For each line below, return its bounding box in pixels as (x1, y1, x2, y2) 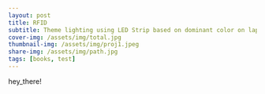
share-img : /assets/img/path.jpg (8, 48, 118, 56)
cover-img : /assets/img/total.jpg (8, 33, 122, 42)
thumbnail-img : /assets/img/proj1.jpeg (8, 41, 140, 49)
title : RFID (8, 19, 47, 27)
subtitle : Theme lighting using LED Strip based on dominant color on (8, 26, 245, 34)
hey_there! (8, 76, 42, 86)
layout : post (8, 11, 51, 20)
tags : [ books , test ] (8, 56, 77, 63)
